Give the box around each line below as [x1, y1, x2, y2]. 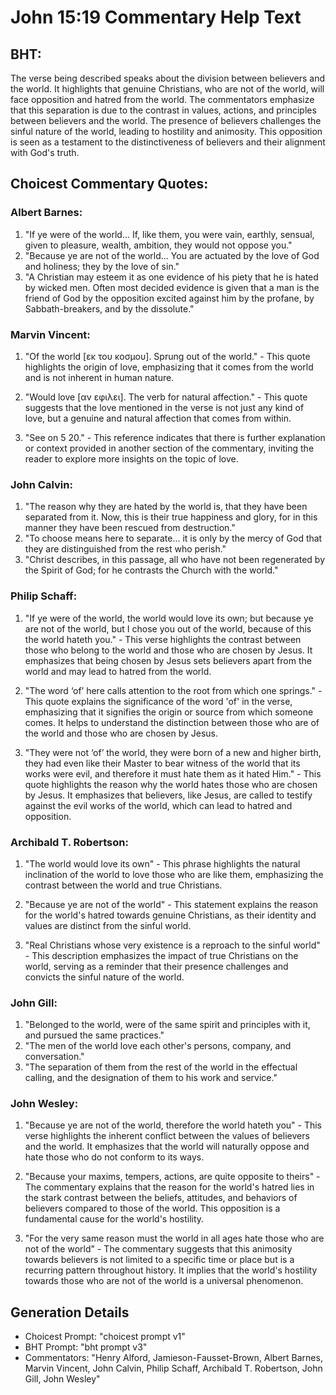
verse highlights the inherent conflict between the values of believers [24, 1130, 310, 1142]
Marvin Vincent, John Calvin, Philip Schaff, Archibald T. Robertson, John [24, 1362, 323, 1375]
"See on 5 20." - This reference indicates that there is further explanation [24, 431, 326, 443]
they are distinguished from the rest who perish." [24, 543, 227, 555]
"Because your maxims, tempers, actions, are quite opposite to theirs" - [24, 1171, 321, 1183]
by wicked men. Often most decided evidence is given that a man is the [24, 281, 320, 293]
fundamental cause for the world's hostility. [24, 1213, 205, 1225]
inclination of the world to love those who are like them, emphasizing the [24, 868, 324, 880]
